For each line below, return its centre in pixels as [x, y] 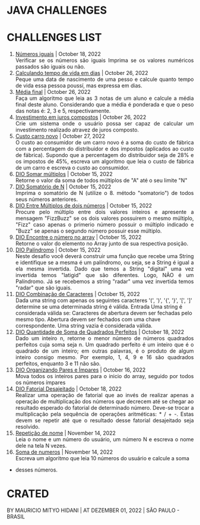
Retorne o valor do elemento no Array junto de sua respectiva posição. [102, 244]
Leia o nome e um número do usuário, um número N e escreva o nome [104, 439]
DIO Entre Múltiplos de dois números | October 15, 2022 [84, 206]
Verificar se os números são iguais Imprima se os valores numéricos [104, 61]
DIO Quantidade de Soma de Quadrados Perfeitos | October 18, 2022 [100, 332]
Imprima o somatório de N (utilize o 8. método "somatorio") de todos [104, 193]
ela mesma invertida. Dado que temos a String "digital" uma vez [104, 269]
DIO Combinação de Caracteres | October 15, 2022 [77, 294]
